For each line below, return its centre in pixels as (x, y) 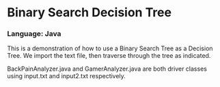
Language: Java (34, 34)
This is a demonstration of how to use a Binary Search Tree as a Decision (110, 48)
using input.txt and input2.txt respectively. (67, 76)
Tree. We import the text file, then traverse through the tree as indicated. (109, 56)
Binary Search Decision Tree (90, 13)
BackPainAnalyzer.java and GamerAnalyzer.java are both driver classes (107, 69)
